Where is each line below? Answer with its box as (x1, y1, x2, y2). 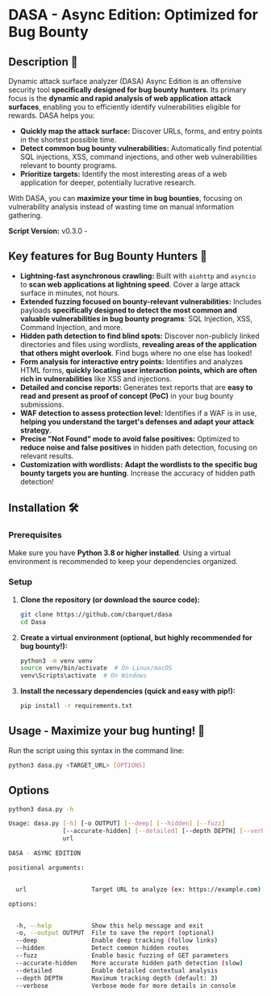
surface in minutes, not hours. (19, 288, 120, 298)
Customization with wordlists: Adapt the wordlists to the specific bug (19, 459, 258, 469)
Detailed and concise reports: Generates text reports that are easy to (19, 382, 253, 392)
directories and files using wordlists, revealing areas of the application (19, 339, 257, 349)
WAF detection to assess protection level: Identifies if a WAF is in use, (19, 408, 257, 417)
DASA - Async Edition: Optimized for (8, 6, 258, 24)
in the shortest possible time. (19, 135, 117, 144)
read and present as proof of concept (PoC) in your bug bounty (19, 391, 234, 400)
